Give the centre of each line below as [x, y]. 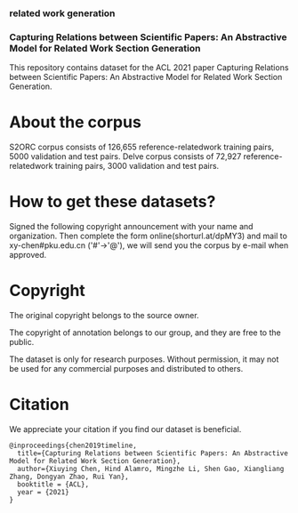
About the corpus [76, 122]
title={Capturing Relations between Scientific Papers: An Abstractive [153, 453]
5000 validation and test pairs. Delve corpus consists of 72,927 [125, 156]
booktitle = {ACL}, [53, 484]
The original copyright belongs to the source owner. [104, 316]
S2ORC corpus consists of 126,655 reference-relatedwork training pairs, [141, 147]
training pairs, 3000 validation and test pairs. [137, 166]
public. [22, 342]
